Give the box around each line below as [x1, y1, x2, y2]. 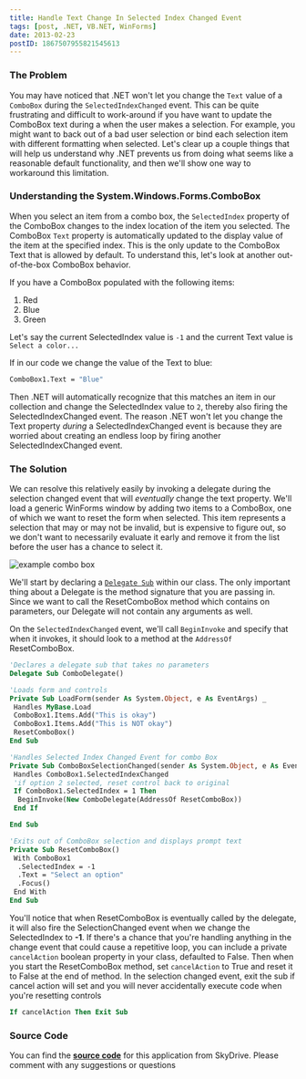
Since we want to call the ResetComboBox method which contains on [9, 597, 270, 607]
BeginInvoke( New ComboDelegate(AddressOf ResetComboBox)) [17, 795, 243, 804]
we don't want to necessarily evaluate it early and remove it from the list [9, 532, 280, 543]
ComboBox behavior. [52, 259, 131, 270]
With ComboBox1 [13, 854, 71, 863]
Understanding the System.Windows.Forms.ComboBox [9, 190, 261, 202]
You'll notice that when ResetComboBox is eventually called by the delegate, [9, 912, 297, 923]
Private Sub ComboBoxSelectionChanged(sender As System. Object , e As [9, 761, 280, 771]
